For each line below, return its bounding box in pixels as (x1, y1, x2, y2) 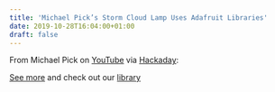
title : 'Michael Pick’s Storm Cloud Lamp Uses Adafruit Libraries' (9, 13, 269, 23)
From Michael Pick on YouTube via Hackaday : (9, 55, 179, 66)
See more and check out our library (9, 72, 142, 83)
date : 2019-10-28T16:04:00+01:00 (9, 22, 135, 31)
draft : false (9, 30, 59, 39)
